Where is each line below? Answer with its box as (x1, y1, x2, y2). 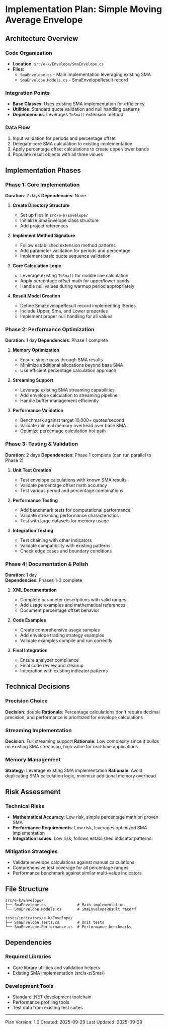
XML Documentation (12, 587, 57, 593)
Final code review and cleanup (20, 663, 84, 669)
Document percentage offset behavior (20, 607, 100, 613)
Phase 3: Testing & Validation (5, 440, 78, 447)
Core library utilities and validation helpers (12, 965, 101, 971)
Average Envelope (5, 14, 83, 26)
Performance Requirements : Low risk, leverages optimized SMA (12, 825, 147, 831)
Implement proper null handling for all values (20, 313, 113, 320)
